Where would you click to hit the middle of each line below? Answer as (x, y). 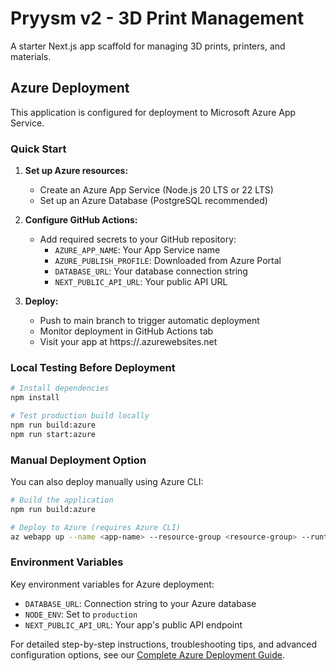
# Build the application (62, 500)
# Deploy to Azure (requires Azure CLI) (96, 527)
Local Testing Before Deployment (93, 367)
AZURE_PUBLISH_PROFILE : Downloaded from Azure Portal (168, 261)
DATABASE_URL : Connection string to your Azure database (140, 603)
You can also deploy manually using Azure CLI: (107, 482)
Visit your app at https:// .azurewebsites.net (128, 342)
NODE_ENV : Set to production (81, 614)
